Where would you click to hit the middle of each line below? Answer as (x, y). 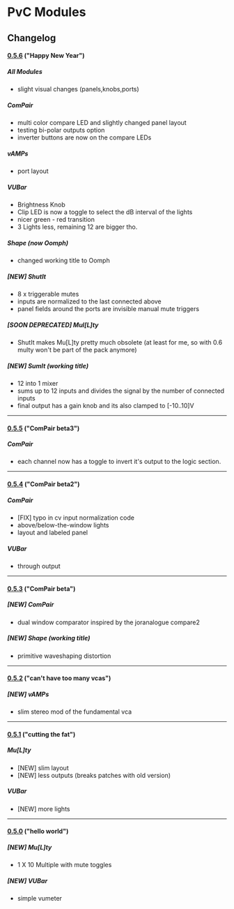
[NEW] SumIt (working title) (48, 366)
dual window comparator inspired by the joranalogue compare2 (109, 622)
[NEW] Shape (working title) (49, 638)
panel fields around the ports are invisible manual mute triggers (108, 308)
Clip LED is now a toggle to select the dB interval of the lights (105, 212)
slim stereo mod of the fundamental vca (75, 712)
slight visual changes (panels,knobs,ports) (78, 89)
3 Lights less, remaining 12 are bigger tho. (77, 227)
